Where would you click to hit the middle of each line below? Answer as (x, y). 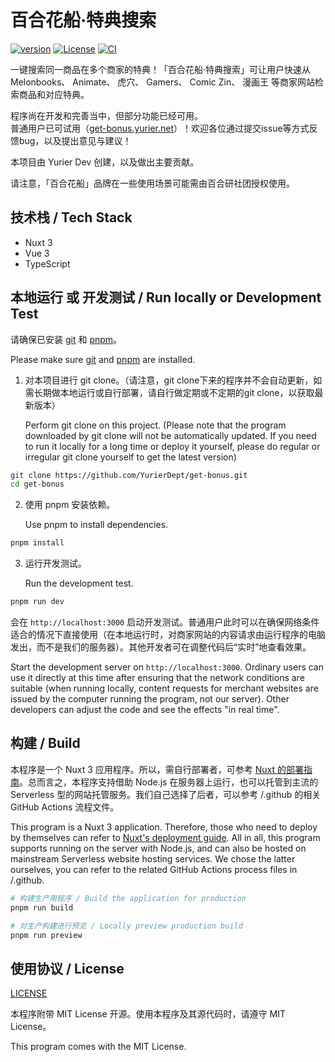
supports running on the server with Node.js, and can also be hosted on (158, 848)
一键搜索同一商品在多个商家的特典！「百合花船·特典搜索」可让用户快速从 (161, 69)
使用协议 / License (67, 968)
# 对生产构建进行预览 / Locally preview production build (126, 926)
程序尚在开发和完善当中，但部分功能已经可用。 (106, 115)
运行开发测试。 (55, 563)
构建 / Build (45, 743)
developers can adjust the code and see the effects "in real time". (145, 710)
